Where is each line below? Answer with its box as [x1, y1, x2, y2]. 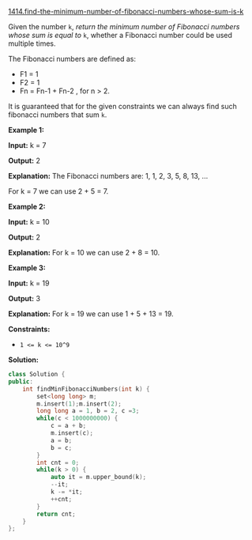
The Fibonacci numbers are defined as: [8, 55, 137, 63]
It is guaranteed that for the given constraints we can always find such [8, 102, 237, 111]
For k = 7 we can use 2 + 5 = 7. [8, 187, 109, 196]
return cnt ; [36, 510, 77, 518]
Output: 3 [8, 294, 41, 303]
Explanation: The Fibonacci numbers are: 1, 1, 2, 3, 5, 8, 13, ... [8, 172, 209, 180]
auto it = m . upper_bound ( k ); [50, 474, 147, 481]
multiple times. [8, 39, 56, 48]
